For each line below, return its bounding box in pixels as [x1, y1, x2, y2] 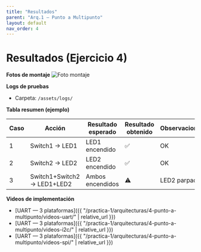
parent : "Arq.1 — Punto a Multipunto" [6, 14, 103, 20]
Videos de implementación [6, 196, 75, 203]
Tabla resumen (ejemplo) [6, 106, 70, 113]
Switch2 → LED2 [29, 159, 78, 167]
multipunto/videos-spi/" [14, 239, 74, 246]
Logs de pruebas [6, 83, 49, 90]
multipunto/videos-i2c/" [14, 226, 74, 233]
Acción [44, 124, 66, 133]
